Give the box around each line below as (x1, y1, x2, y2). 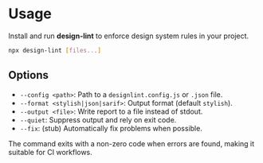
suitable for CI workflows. (8, 147, 93, 157)
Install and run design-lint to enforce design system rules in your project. (8, 31, 249, 41)
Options (8, 68, 49, 82)
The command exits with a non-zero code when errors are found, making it (8, 138, 255, 148)
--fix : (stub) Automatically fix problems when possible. (19, 123, 203, 133)
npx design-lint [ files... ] (8, 46, 102, 54)
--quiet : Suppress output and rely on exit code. (19, 114, 177, 124)
